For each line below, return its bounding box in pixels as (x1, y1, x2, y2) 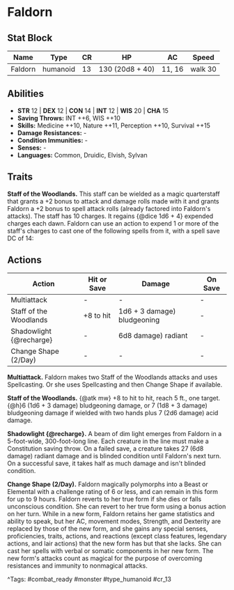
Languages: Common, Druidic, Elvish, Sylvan (17, 150, 148, 159)
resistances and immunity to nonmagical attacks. (7, 561, 148, 570)
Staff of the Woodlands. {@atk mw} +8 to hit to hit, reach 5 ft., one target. (7, 394, 221, 403)
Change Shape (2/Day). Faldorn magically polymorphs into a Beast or (7, 480, 209, 488)
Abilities (7, 88, 44, 100)
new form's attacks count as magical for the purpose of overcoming (7, 554, 203, 563)
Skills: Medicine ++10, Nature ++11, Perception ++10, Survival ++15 (17, 121, 210, 130)
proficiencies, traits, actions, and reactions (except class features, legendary (7, 532, 227, 541)
